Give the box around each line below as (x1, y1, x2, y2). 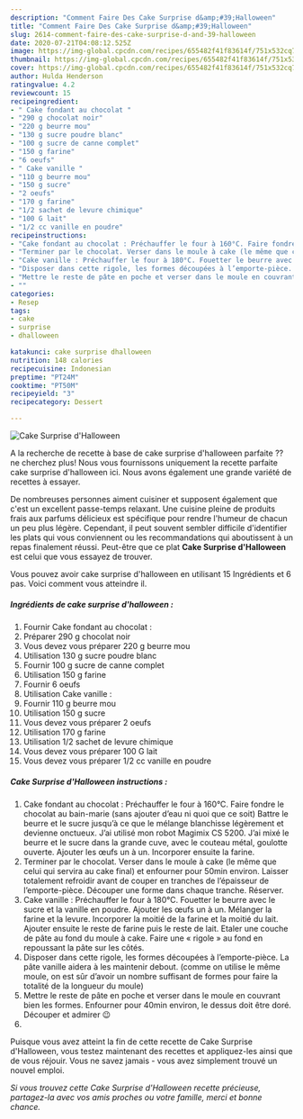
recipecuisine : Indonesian (10, 364, 111, 374)
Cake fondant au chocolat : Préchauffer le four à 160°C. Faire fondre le (22, 799, 284, 809)
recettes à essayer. (10, 476, 81, 487)
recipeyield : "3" (10, 389, 76, 399)
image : (10, 47, 35, 56)
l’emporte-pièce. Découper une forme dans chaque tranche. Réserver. (22, 884, 284, 896)
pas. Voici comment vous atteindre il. (10, 578, 147, 589)
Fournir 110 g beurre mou (22, 698, 116, 708)
